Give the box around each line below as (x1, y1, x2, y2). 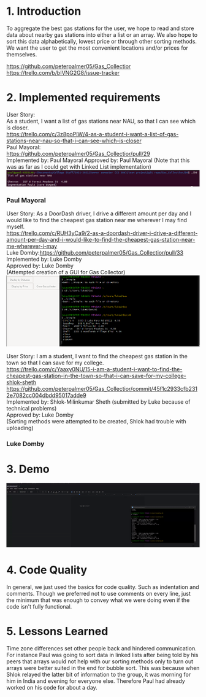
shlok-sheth (6, 379, 37, 386)
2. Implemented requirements (6, 91, 161, 105)
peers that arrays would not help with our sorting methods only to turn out (6, 658, 194, 665)
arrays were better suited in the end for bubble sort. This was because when (6, 664, 200, 671)
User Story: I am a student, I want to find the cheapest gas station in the (6, 353, 188, 360)
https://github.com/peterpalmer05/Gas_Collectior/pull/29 (6, 150, 150, 157)
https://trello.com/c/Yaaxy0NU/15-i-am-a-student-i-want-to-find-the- (6, 366, 183, 373)
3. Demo (6, 462, 50, 476)
